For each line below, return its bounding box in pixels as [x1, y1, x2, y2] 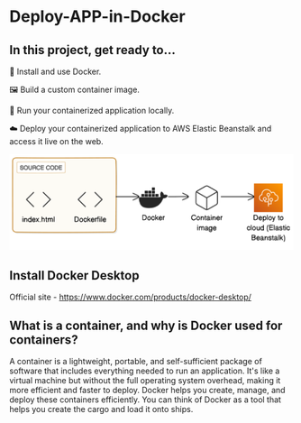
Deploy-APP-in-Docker [9, 6, 187, 27]
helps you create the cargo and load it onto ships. [9, 404, 194, 415]
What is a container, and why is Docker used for [9, 317, 283, 333]
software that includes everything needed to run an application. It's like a [9, 365, 280, 376]
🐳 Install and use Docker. [9, 66, 102, 77]
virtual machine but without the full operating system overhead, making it [9, 375, 281, 386]
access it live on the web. [9, 136, 104, 146]
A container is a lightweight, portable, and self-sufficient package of [9, 356, 263, 367]
